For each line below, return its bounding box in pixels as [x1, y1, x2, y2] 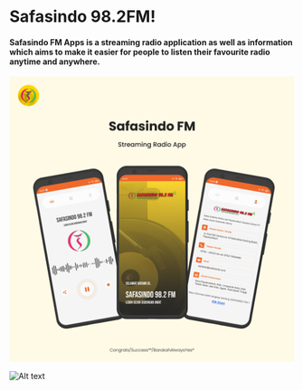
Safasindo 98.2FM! [9, 6, 156, 27]
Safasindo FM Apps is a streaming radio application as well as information [9, 36, 293, 47]
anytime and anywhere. [9, 56, 100, 67]
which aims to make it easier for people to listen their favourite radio [9, 46, 270, 57]
